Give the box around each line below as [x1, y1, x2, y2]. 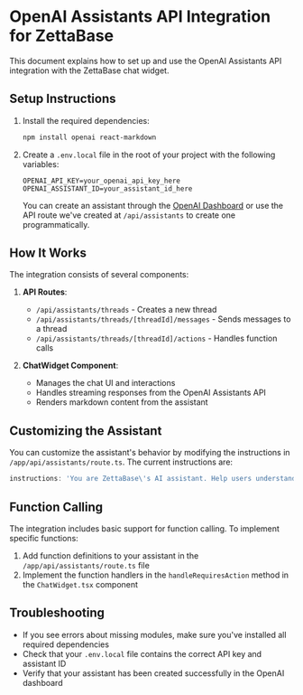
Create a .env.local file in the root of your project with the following [22, 149, 276, 160]
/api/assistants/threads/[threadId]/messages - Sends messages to [35, 314, 291, 324]
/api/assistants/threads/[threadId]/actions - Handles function [35, 333, 278, 344]
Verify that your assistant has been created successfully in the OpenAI [22, 667, 285, 679]
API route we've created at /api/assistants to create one [22, 210, 236, 221]
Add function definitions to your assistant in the [22, 549, 199, 561]
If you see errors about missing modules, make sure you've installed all [22, 629, 287, 640]
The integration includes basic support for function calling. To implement [9, 522, 280, 534]
